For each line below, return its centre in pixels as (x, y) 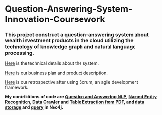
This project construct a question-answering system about (77, 35)
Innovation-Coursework (55, 19)
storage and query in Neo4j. (34, 107)
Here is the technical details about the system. (52, 63)
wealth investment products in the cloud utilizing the (69, 41)
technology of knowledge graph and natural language (70, 47)
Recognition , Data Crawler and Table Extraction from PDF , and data (75, 102)
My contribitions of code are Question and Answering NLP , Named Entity (81, 97)
